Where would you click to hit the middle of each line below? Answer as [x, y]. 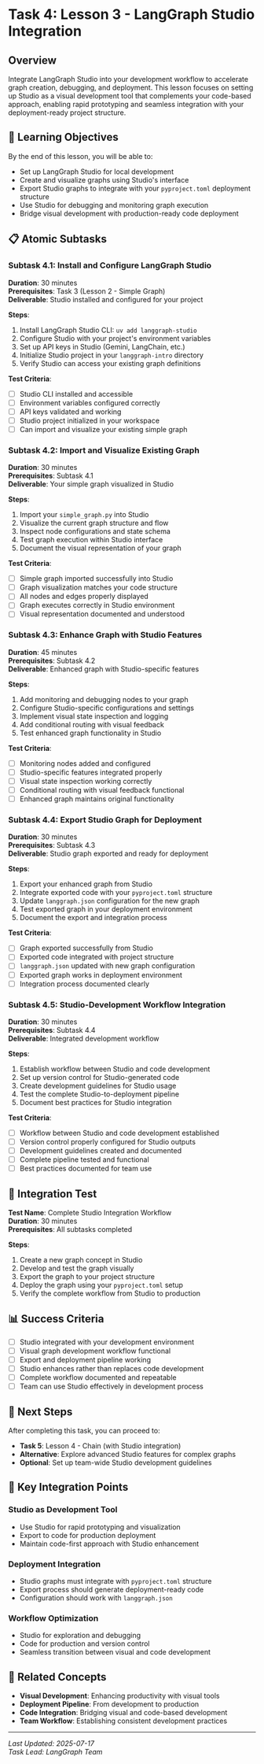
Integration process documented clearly [84, 984]
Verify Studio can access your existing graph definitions [110, 363]
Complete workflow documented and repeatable [98, 1378]
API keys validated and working [70, 412]
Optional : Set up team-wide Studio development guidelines [115, 1463]
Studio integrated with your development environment [107, 1342]
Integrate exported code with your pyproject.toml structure [116, 893]
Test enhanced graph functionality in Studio [90, 733]
